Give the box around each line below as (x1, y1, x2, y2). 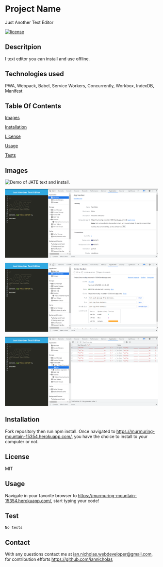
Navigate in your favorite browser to (5, 492, 77, 498)
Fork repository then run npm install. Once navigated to (5, 428, 115, 434)
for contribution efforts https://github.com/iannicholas (5, 556, 113, 562)
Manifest (5, 88, 23, 94)
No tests (5, 525, 23, 530)
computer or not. (5, 438, 39, 444)
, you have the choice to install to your (71, 433, 148, 439)
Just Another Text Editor (5, 19, 54, 25)
